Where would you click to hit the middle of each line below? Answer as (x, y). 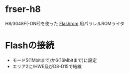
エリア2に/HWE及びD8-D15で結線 (47, 66)
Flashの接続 (30, 45)
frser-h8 (23, 9)
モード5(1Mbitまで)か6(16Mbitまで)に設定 (55, 60)
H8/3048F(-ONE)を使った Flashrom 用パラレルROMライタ (65, 23)
